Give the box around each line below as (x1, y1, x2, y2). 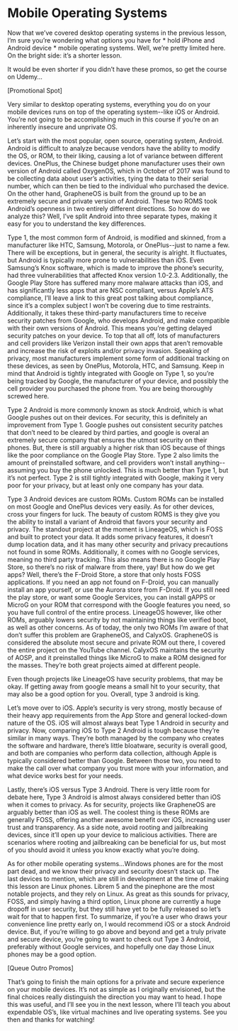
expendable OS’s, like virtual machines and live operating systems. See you (7, 1008, 227, 1016)
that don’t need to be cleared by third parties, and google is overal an (7, 428, 210, 436)
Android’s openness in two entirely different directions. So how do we (7, 204, 210, 212)
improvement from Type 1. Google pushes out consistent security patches (7, 421, 223, 429)
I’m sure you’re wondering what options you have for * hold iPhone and (7, 36, 215, 44)
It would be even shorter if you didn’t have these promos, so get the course (7, 65, 227, 73)
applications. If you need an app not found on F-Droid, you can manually (7, 578, 219, 586)
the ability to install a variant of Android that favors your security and (7, 517, 208, 526)
